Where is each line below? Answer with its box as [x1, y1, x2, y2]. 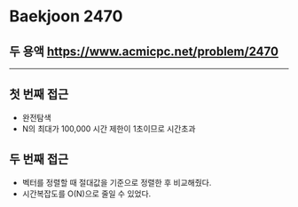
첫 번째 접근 [9, 87, 69, 102]
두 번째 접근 [9, 152, 69, 167]
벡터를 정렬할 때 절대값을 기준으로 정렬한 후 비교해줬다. [21, 177, 212, 187]
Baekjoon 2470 [9, 6, 123, 27]
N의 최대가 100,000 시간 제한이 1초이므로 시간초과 [21, 123, 196, 134]
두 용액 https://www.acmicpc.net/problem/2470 [9, 44, 279, 59]
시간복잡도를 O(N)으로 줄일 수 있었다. [21, 188, 152, 199]
